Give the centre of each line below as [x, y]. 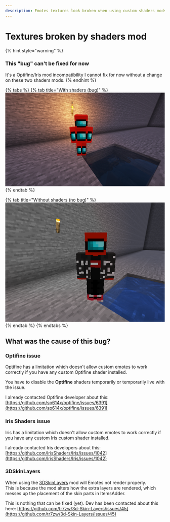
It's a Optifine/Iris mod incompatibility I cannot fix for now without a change [84, 75]
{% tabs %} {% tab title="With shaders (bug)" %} [57, 90]
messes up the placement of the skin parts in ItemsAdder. [65, 493]
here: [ [12, 508]
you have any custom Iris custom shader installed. [57, 438]
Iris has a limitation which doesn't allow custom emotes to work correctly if [83, 432]
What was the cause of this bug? [58, 341]
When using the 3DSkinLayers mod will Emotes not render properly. [76, 482]
